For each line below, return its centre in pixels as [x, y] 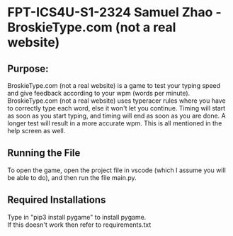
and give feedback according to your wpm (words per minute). [99, 93]
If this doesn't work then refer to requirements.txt [79, 225]
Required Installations [57, 200]
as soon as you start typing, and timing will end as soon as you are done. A [116, 116]
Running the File [44, 153]
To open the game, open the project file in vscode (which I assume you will [117, 170]
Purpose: [28, 68]
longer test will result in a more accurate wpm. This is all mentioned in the [115, 123]
